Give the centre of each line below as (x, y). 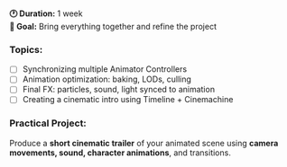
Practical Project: (48, 123)
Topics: (26, 49)
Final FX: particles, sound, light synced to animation (118, 90)
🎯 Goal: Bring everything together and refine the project (113, 26)
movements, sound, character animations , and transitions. (120, 153)
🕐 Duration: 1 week (46, 13)
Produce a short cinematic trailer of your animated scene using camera (144, 143)
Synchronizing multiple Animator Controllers (105, 69)
